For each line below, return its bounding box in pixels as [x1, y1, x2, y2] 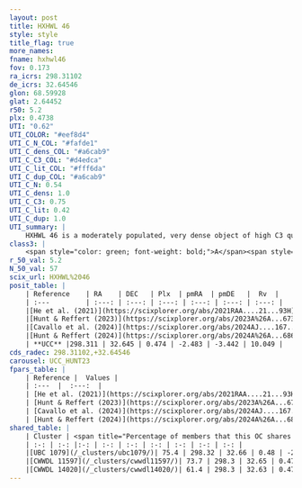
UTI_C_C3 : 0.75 [9, 197, 67, 207]
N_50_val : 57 [9, 265, 58, 274]
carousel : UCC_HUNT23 [9, 357, 91, 366]
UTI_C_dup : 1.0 [9, 213, 67, 223]
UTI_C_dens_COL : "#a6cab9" [9, 147, 111, 156]
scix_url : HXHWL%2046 [9, 273, 91, 282]
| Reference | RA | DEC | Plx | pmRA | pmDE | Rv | [25, 289, 280, 298]
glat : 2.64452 [9, 96, 63, 106]
